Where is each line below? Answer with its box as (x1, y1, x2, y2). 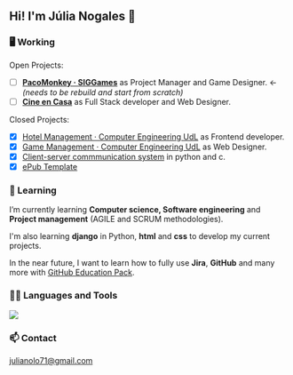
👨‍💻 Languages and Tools (9, 290, 118, 302)
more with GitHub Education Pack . (9, 267, 135, 278)
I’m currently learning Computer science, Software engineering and (9, 204, 261, 215)
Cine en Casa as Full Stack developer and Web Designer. (21, 96, 232, 107)
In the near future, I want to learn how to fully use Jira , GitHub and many (9, 258, 275, 268)
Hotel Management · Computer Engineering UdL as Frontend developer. (21, 131, 285, 142)
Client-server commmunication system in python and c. (21, 151, 226, 162)
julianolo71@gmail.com (9, 355, 93, 365)
